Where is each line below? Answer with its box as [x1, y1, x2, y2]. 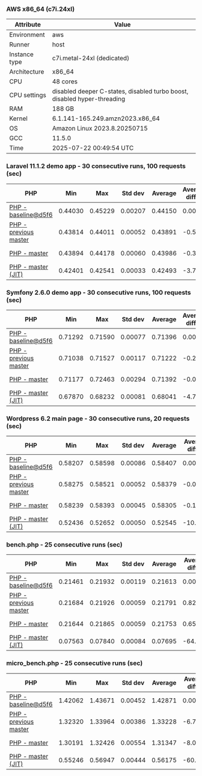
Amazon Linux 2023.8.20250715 [52, 124, 148, 133]
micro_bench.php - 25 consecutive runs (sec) [6, 659, 143, 667]
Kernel [9, 114, 28, 123]
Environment [9, 31, 45, 39]
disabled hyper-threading [52, 95, 125, 103]
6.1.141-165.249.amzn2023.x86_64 [52, 114, 161, 123]
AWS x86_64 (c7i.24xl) [6, 5, 75, 13]
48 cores [52, 77, 78, 86]
